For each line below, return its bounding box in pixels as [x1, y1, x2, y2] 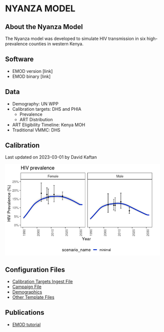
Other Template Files [12, 294, 55, 300]
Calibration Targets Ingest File [12, 279, 73, 285]
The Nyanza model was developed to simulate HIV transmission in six [5, 35, 146, 41]
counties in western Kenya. [28, 41, 83, 47]
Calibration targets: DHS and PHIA [12, 106, 82, 112]
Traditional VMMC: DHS [12, 127, 60, 133]
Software [5, 55, 34, 64]
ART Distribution [19, 116, 53, 122]
